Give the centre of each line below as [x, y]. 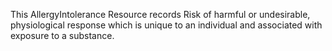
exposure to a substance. [62, 35]
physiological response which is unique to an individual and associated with [166, 25]
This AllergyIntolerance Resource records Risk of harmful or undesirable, [160, 14]
